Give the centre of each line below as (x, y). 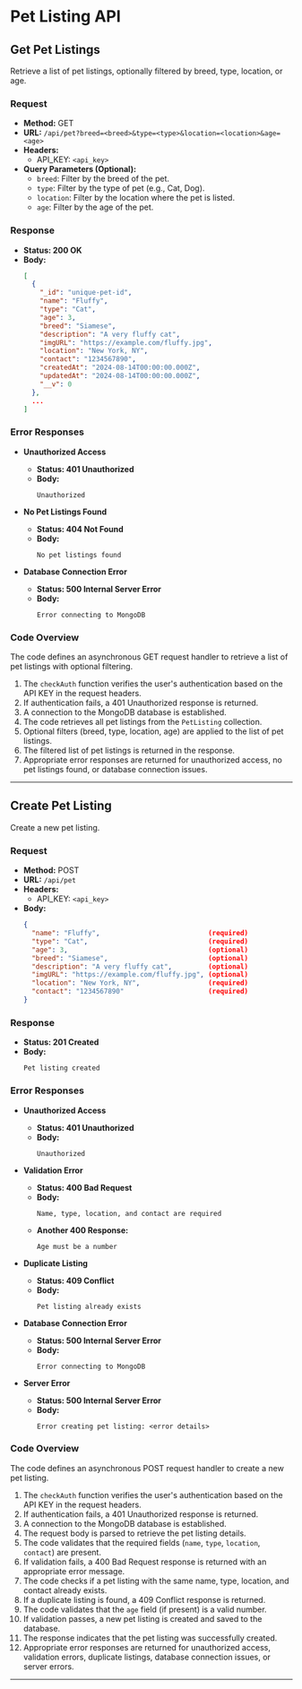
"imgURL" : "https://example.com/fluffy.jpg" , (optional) (140, 975)
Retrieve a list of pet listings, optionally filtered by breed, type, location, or (147, 71)
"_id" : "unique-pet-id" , (86, 293)
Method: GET (48, 124)
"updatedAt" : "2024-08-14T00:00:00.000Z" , (120, 376)
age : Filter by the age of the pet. (95, 207)
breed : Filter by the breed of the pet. (103, 179)
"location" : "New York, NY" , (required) (140, 983)
